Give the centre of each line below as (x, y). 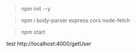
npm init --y (36, 9)
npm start (33, 32)
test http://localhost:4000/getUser (49, 44)
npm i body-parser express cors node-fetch (76, 20)
